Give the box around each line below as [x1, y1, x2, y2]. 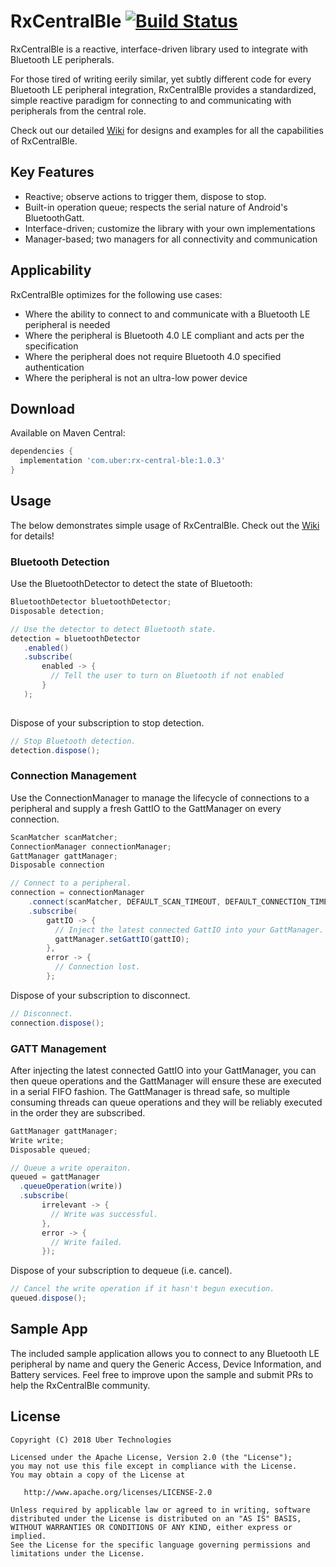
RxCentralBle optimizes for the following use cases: [10, 288, 223, 300]
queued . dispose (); [10, 1293, 87, 1304]
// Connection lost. [54, 962, 141, 972]
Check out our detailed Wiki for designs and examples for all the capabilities [10, 124, 324, 136]
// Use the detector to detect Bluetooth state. [10, 624, 217, 634]
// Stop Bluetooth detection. [10, 736, 137, 746]
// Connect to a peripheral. [10, 878, 132, 889]
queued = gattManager [10, 1172, 101, 1182]
